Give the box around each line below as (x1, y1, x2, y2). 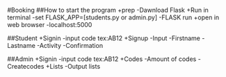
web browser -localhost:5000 (7, 21, 92, 28)
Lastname (7, 42, 36, 49)
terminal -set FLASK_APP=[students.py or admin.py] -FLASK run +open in (7, 13, 220, 22)
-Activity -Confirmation (37, 42, 103, 49)
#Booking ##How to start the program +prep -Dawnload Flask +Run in (7, 6, 209, 14)
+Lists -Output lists (45, 62, 101, 70)
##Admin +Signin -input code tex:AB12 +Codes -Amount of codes (7, 55, 197, 63)
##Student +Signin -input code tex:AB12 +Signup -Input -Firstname (7, 34, 200, 42)
